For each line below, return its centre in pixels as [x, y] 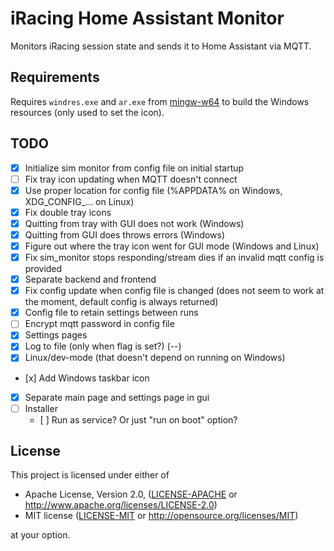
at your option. [40, 535]
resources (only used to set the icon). [87, 112]
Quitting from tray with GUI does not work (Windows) [134, 223]
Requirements [55, 77]
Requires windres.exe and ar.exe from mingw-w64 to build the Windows [160, 101]
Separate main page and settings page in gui [117, 397]
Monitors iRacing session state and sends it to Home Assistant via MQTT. [161, 46]
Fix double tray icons [68, 212]
